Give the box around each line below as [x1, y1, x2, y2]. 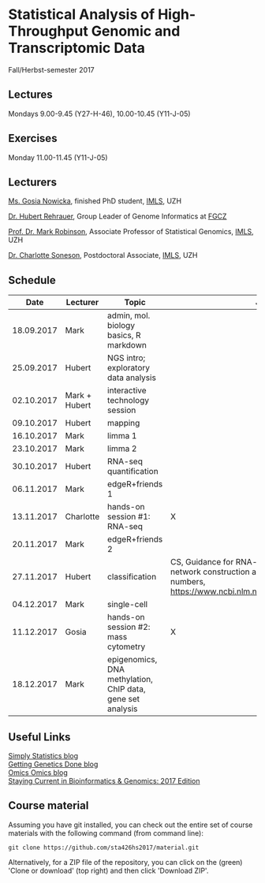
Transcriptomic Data [8, 39, 146, 57]
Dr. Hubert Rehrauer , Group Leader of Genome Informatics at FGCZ [8, 211, 227, 222]
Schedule [8, 274, 57, 287]
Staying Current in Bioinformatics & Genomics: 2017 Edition [8, 777, 200, 785]
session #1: [107, 511, 151, 522]
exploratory [107, 363, 151, 374]
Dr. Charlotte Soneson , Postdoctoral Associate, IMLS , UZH [8, 251, 199, 260]
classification [107, 572, 157, 583]
